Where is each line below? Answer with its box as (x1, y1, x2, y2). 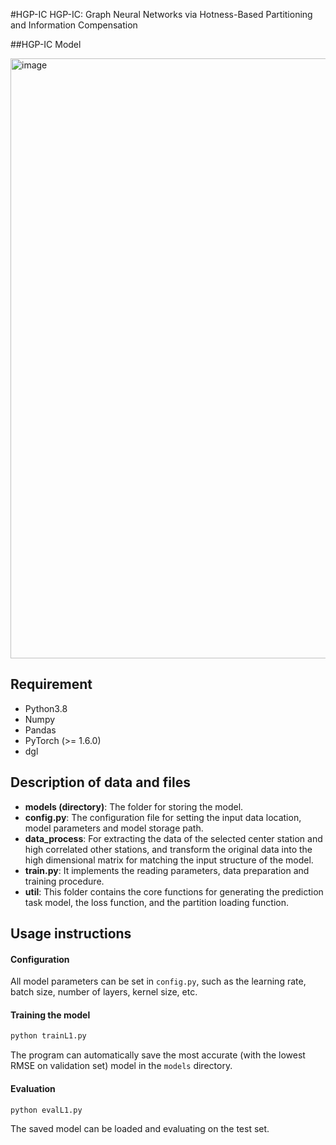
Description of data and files (10, 774, 191, 791)
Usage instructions (10, 925, 132, 943)
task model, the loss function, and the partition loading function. (24, 896, 290, 908)
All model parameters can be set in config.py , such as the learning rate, (10, 975, 307, 988)
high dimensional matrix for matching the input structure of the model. (24, 854, 314, 866)
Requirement (10, 676, 93, 693)
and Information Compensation (10, 19, 138, 31)
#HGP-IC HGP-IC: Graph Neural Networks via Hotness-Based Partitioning (10, 9, 313, 20)
